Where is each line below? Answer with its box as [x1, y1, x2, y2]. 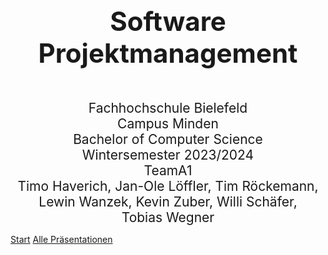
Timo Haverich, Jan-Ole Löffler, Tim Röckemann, [17, 178, 319, 194]
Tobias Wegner [121, 209, 215, 226]
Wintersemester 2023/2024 [81, 147, 255, 163]
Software [109, 5, 227, 38]
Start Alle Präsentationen [10, 234, 113, 245]
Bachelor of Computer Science [73, 131, 263, 148]
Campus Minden [117, 115, 219, 132]
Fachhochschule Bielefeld [88, 100, 248, 116]
